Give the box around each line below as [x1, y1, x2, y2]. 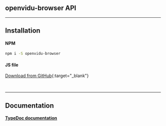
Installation [5, 27, 41, 35]
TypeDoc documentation [5, 115, 58, 121]
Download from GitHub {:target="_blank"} [5, 73, 89, 79]
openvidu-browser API [5, 4, 77, 12]
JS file [5, 62, 19, 68]
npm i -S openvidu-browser [5, 51, 61, 56]
